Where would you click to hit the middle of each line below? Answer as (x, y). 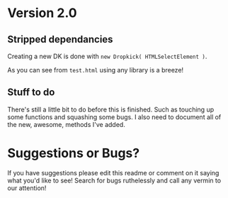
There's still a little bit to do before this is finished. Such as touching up (111, 109)
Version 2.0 (42, 13)
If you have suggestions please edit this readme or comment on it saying (113, 172)
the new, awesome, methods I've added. (66, 124)
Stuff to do (31, 93)
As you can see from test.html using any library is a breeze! (96, 70)
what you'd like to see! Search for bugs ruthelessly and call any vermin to (114, 180)
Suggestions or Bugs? (74, 153)
